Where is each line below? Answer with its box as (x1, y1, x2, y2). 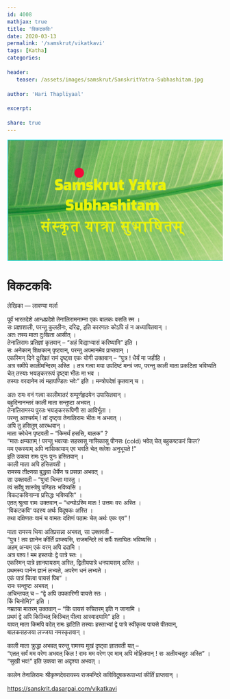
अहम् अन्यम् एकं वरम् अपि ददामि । (7, 543, 81, 552)
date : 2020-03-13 (7, 33, 57, 40)
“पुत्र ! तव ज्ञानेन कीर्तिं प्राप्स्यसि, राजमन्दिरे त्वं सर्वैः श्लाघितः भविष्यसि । (7, 535, 157, 544)
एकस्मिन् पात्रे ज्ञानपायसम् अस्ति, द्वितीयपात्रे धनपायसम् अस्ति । (7, 559, 140, 567)
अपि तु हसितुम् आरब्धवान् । (7, 421, 66, 430)
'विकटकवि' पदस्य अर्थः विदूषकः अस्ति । (7, 506, 94, 515)
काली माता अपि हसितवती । (7, 460, 66, 469)
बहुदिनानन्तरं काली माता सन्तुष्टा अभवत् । (7, 398, 97, 407)
